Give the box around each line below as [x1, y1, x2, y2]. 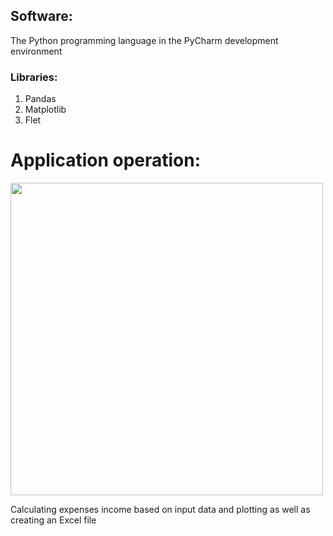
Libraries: [10, 70, 58, 84]
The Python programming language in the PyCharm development [10, 34, 279, 46]
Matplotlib [24, 104, 67, 116]
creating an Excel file [10, 514, 97, 526]
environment [10, 45, 63, 57]
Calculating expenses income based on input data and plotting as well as [10, 504, 311, 516]
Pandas [24, 93, 57, 105]
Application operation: [10, 149, 202, 172]
